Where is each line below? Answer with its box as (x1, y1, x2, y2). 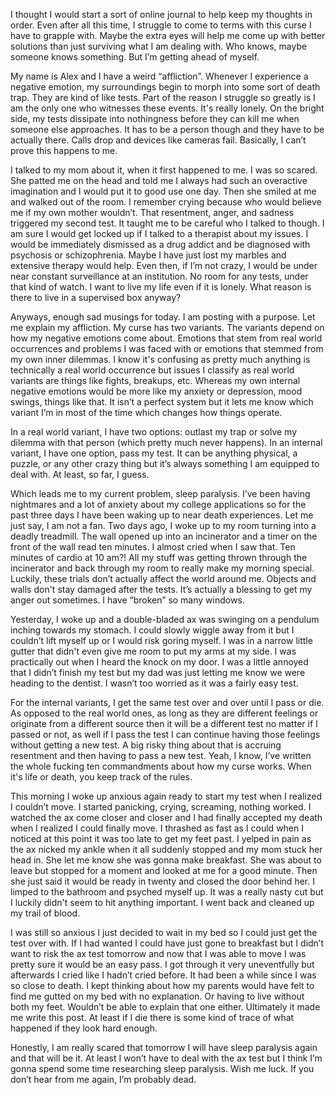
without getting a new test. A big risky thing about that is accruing (10, 739, 282, 751)
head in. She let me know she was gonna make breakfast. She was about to (10, 854, 322, 866)
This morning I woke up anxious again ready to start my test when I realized (10, 790, 323, 802)
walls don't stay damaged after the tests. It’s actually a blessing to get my (10, 584, 313, 595)
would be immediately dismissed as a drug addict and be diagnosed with (10, 239, 311, 250)
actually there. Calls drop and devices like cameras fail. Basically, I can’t (10, 134, 307, 146)
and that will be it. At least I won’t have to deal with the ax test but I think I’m (10, 1052, 323, 1064)
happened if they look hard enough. (10, 1022, 158, 1034)
